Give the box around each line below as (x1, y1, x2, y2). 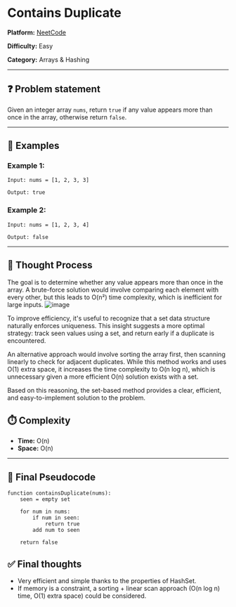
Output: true (7, 189, 46, 196)
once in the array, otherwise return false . (7, 112, 127, 121)
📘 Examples (7, 140, 60, 152)
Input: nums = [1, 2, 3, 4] (7, 221, 90, 228)
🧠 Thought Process (7, 259, 93, 271)
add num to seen (32, 527, 80, 534)
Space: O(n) (17, 444, 54, 452)
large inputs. (7, 300, 44, 308)
